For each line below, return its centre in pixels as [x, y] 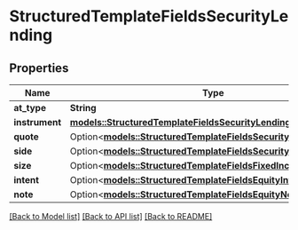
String [83, 108]
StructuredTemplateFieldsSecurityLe [149, 16]
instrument [38, 122]
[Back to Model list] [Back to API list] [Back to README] [111, 216]
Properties [39, 68]
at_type [30, 108]
